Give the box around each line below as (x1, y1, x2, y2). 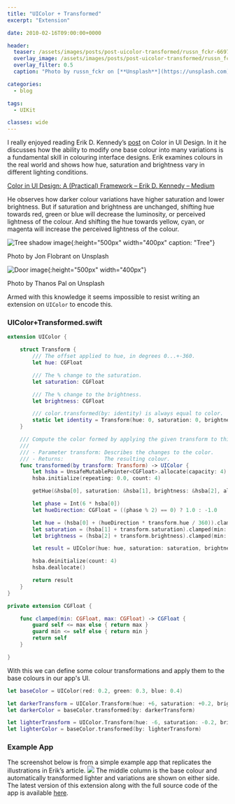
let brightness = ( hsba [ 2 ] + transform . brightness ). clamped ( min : (32, 532, 227, 539)
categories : (7, 81, 42, 88)
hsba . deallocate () (32, 564, 86, 571)
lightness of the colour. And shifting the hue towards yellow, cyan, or (7, 218, 205, 226)
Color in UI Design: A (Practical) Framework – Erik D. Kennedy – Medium (7, 181, 215, 190)
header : (7, 42, 30, 49)
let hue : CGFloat (32, 359, 83, 366)
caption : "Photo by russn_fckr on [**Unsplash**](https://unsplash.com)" (13, 68, 233, 75)
